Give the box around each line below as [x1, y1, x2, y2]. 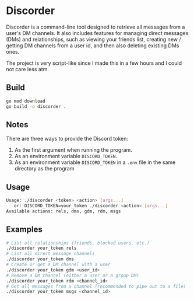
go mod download [6, 98, 45, 104]
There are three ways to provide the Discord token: [6, 135, 128, 142]
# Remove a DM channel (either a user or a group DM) [6, 273, 140, 278]
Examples [6, 225, 43, 235]
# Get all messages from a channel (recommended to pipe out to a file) [6, 283, 186, 289]
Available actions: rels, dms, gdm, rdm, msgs [6, 208, 121, 214]
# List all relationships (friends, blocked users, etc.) [6, 240, 150, 246]
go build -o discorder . [6, 103, 66, 109]
